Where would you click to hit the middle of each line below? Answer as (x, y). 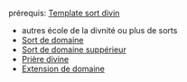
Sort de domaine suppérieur (74, 50)
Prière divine (45, 59)
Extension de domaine (63, 68)
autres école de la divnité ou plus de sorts (99, 30)
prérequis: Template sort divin (64, 13)
